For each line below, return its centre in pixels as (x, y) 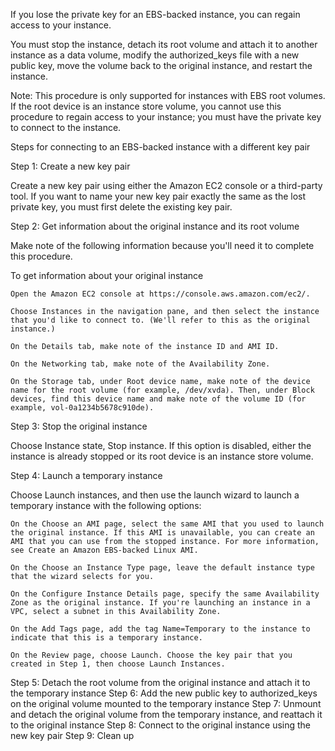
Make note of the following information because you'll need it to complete (162, 245)
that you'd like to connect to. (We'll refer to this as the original (160, 320)
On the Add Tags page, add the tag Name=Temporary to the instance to (160, 629)
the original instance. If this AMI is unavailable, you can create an (162, 533)
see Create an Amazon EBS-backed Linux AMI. (104, 550)
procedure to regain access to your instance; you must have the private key (166, 117)
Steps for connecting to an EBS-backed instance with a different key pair (160, 147)
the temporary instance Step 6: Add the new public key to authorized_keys (164, 693)
